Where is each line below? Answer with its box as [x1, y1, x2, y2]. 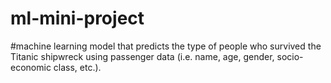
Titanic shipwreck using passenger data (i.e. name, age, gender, [10, 50, 275, 62]
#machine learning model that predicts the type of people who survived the [10, 40, 322, 52]
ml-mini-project [10, 7, 145, 30]
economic [10, 61, 52, 73]
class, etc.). [53, 61, 102, 73]
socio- [276, 50, 304, 62]
